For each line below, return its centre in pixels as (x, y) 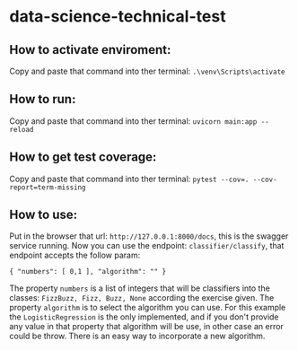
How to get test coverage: (83, 157)
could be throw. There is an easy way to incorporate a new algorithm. (137, 336)
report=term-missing (48, 187)
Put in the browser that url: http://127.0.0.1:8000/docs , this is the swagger (149, 236)
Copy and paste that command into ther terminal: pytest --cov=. (129, 179)
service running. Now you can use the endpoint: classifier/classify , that (147, 246)
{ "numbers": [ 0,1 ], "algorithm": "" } (88, 272)
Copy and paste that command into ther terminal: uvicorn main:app (133, 121)
